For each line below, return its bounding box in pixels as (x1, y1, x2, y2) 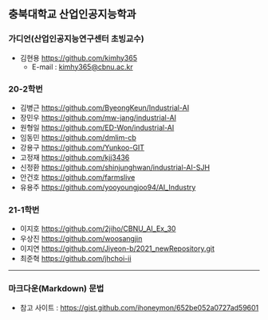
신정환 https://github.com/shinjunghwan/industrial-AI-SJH (19, 162, 210, 172)
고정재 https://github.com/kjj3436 (19, 152, 130, 162)
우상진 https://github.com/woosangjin (19, 234, 143, 244)
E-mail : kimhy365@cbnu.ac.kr (31, 62, 133, 72)
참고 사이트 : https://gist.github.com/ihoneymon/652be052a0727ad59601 (19, 302, 259, 312)
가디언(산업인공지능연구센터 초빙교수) (8, 33, 145, 45)
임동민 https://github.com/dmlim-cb (19, 132, 137, 142)
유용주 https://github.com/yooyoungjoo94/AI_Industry (19, 182, 196, 192)
